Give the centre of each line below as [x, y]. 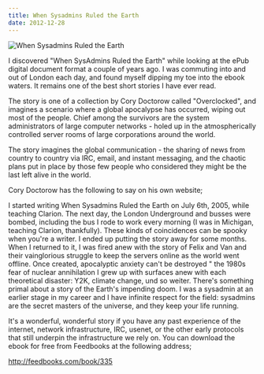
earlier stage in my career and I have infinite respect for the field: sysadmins [132, 297]
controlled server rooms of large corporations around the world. [112, 134]
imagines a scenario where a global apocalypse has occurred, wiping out [127, 109]
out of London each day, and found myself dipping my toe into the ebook [126, 77]
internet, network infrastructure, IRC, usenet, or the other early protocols [126, 329]
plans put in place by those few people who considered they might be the [127, 166]
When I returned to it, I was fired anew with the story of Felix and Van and [127, 247]
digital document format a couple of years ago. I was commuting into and [127, 69]
